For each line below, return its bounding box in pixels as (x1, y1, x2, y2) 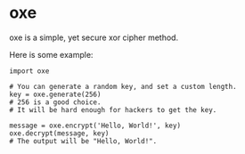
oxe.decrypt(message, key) (9, 128, 110, 138)
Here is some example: (9, 49, 94, 60)
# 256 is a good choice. (9, 97, 102, 107)
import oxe (9, 66, 50, 76)
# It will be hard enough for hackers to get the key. (9, 105, 217, 114)
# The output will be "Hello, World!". (9, 136, 158, 145)
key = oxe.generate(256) (9, 90, 102, 99)
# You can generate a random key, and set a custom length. (9, 82, 238, 91)
